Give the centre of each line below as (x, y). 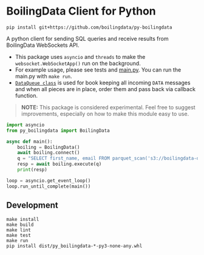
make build (20, 225)
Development (32, 206)
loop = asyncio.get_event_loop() (49, 180)
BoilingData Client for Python (81, 11)
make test (19, 235)
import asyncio (25, 125)
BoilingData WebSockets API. (43, 45)
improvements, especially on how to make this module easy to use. (105, 114)
